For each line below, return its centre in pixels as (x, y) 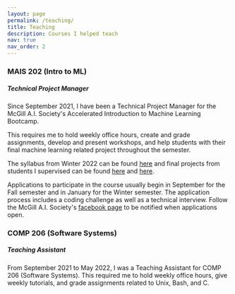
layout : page (26, 14)
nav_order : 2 (26, 47)
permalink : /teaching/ (41, 20)
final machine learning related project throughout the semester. (99, 150)
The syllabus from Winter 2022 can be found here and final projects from (114, 163)
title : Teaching (31, 27)
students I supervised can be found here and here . (81, 171)
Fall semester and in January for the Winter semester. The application (109, 192)
